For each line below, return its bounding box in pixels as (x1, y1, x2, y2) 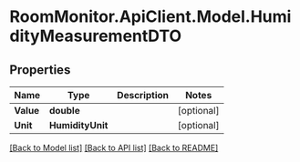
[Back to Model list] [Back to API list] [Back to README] (9, 143, 219, 153)
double (48, 105, 80, 116)
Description (117, 89, 170, 101)
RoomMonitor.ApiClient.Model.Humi (9, 6, 292, 27)
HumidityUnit (48, 119, 109, 131)
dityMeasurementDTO (9, 25, 182, 46)
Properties (9, 62, 71, 77)
